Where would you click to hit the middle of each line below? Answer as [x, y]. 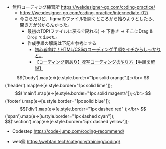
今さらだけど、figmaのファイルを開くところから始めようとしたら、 [88, 19]
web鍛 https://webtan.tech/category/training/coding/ [66, 141]
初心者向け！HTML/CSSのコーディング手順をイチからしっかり [98, 49]
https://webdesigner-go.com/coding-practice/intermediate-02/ [84, 13]
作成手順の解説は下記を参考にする [62, 43]
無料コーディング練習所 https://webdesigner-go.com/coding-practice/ [84, 7]
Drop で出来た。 [43, 37]
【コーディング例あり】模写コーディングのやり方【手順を [93, 62]
